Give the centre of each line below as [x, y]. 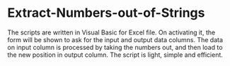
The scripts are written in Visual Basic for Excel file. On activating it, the [111, 32]
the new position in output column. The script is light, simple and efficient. [115, 55]
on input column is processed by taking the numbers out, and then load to [115, 47]
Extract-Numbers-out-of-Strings [106, 13]
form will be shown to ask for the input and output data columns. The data [115, 39]
